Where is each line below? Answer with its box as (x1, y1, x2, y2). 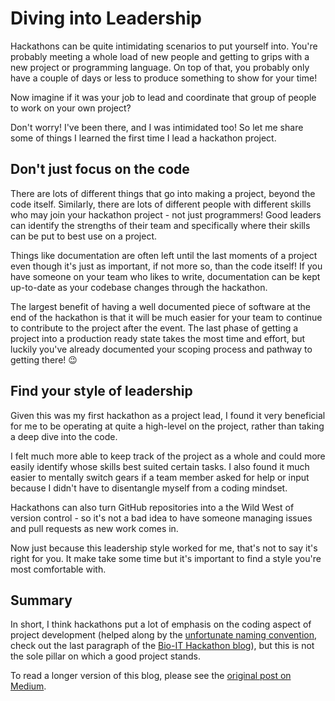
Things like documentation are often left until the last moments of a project (10, 249, 318, 261)
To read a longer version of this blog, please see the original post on (10, 670, 292, 682)
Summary (10, 592, 73, 609)
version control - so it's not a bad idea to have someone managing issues (10, 512, 313, 524)
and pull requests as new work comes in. (10, 522, 179, 534)
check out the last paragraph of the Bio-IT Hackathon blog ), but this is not (10, 640, 315, 652)
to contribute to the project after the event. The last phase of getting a (10, 322, 299, 334)
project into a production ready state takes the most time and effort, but (10, 332, 306, 344)
